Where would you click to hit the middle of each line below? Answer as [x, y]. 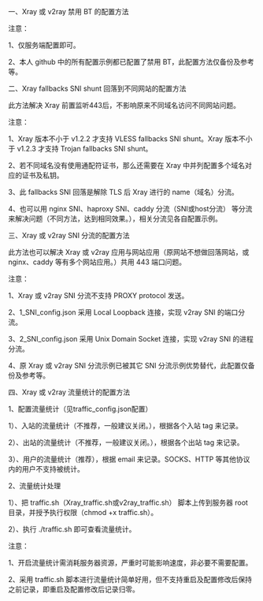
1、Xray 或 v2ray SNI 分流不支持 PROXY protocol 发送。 [98, 295]
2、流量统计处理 [35, 486]
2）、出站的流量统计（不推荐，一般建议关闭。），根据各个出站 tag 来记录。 [126, 442]
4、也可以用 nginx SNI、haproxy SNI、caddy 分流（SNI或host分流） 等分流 [130, 209]
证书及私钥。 [43, 175]
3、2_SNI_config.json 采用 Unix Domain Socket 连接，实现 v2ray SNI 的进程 [131, 339]
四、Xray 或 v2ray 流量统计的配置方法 [69, 392]
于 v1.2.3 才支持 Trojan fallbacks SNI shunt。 [80, 149]
